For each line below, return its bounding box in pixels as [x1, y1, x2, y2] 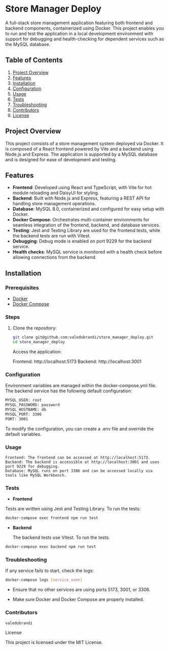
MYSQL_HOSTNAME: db [5, 407, 47, 412]
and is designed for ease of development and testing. [5, 156, 117, 162]
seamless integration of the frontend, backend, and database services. [12, 222, 160, 228]
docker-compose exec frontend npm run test [5, 516, 99, 521]
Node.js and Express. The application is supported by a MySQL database [5, 151, 158, 157]
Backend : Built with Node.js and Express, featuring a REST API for [12, 195, 151, 201]
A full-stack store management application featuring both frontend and [5, 20, 153, 26]
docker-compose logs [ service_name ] [5, 577, 82, 583]
